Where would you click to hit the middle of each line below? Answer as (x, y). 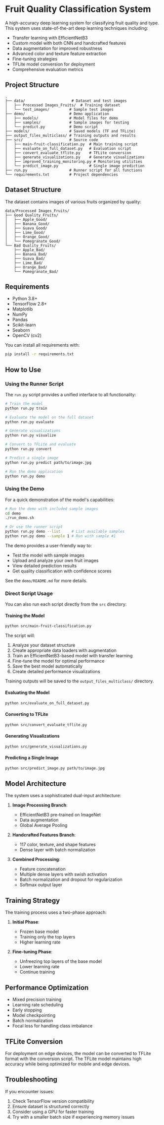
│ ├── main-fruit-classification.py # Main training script (72, 144)
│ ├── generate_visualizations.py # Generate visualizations (75, 157)
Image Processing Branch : (40, 805)
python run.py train (26, 408)
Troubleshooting (31, 1080)
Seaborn (21, 330)
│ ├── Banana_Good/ (27, 224)
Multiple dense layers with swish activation (63, 875)
